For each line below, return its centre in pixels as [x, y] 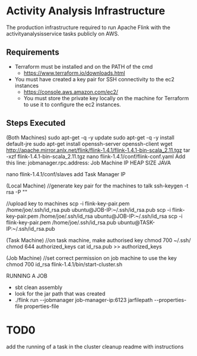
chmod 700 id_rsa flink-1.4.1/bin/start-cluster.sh [64, 264]
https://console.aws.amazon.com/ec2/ [71, 92]
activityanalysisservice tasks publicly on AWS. [63, 33]
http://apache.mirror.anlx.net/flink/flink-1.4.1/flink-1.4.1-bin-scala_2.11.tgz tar [98, 150]
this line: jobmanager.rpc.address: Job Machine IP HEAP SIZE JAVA [88, 163]
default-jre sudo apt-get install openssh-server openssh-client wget [90, 144]
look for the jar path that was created [60, 293]
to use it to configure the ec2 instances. [72, 104]
